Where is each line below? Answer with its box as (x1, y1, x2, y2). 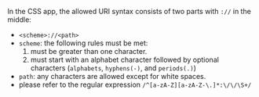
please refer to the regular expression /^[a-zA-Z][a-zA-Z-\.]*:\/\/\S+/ (18, 80, 252, 89)
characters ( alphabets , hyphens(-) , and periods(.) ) (30, 63, 197, 73)
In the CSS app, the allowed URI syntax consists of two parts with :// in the (7, 7, 252, 16)
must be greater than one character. (30, 47, 148, 56)
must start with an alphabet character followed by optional (30, 55, 219, 64)
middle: (7, 15, 32, 24)
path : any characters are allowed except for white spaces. (18, 72, 206, 81)
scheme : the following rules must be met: (18, 38, 148, 48)
